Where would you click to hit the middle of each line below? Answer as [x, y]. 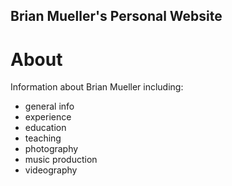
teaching [43, 138]
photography [51, 149]
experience [48, 117]
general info [49, 106]
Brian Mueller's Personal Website [116, 16]
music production [61, 160]
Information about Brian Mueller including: [97, 87]
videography [51, 170]
